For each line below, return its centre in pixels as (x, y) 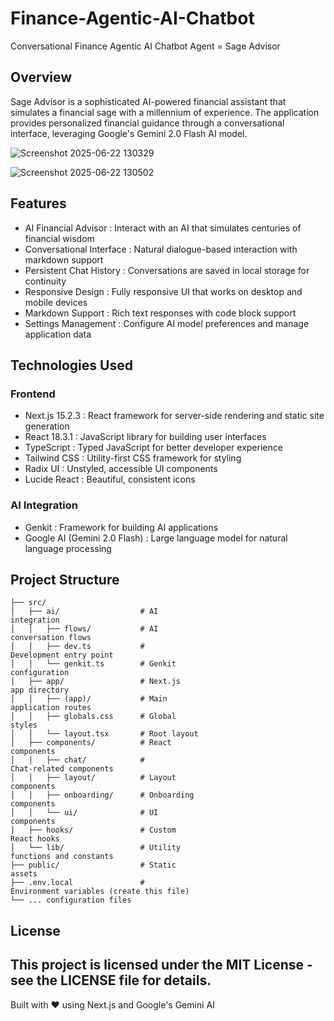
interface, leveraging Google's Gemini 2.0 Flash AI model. (129, 133)
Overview (41, 77)
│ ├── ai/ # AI (84, 612)
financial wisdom (59, 238)
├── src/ (28, 603)
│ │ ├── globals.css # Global (93, 717)
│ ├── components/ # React (91, 743)
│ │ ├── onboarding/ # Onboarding (102, 795)
